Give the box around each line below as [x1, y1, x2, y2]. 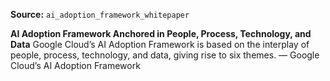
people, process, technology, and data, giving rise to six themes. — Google [10, 49, 320, 61]
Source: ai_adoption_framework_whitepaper [10, 9, 190, 20]
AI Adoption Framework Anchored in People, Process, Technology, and [10, 28, 312, 39]
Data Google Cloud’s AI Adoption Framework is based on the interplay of [10, 39, 310, 50]
